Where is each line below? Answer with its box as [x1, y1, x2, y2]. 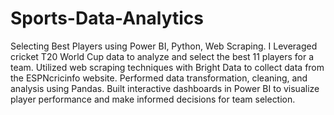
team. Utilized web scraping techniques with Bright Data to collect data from [10, 61, 325, 73]
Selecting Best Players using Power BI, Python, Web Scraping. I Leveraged [10, 40, 318, 52]
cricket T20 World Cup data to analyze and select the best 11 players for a [10, 50, 315, 62]
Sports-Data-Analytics [10, 7, 205, 30]
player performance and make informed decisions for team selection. [10, 93, 296, 105]
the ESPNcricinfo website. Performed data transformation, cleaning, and [10, 72, 308, 84]
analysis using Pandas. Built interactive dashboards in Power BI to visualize [10, 82, 320, 94]
